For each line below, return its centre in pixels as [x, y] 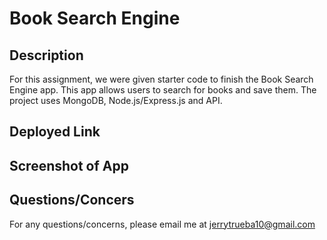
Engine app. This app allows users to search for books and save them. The [163, 90]
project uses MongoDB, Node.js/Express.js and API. [116, 100]
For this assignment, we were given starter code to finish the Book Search [161, 79]
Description [46, 55]
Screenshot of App [69, 165]
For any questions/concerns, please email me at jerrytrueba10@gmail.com [162, 224]
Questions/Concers [72, 200]
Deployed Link [55, 132]
